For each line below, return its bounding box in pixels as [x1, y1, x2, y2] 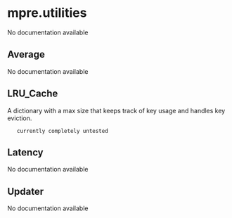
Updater [7, 185, 44, 198]
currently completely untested [16, 127, 109, 134]
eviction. [7, 114, 32, 122]
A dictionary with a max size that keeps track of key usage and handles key [7, 106, 226, 115]
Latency [7, 146, 44, 158]
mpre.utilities [7, 5, 87, 21]
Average [7, 49, 46, 60]
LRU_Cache [7, 88, 58, 100]
